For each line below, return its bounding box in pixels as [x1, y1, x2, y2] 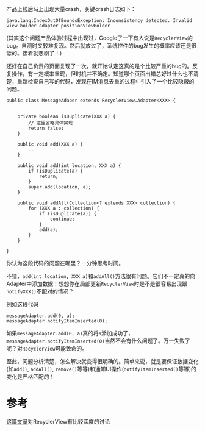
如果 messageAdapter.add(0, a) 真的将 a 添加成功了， [6, 330, 134, 337]
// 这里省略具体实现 [28, 120, 73, 126]
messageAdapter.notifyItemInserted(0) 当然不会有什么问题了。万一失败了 [6, 337, 190, 344]
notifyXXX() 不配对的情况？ [6, 288, 74, 294]
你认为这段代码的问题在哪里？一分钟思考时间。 [6, 260, 124, 266]
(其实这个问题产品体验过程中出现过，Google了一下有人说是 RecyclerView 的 [6, 34, 193, 41]
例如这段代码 [6, 301, 38, 308]
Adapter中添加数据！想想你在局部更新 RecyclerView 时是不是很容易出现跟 [6, 280, 188, 287]
